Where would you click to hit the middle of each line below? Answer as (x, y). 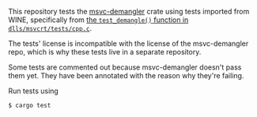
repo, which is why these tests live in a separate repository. (105, 52)
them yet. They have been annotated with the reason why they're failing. (126, 75)
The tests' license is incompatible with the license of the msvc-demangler (128, 43)
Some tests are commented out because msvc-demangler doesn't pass (125, 67)
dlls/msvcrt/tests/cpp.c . (50, 28)
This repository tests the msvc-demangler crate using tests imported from (129, 11)
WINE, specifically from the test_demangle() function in (98, 20)
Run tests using (34, 91)
